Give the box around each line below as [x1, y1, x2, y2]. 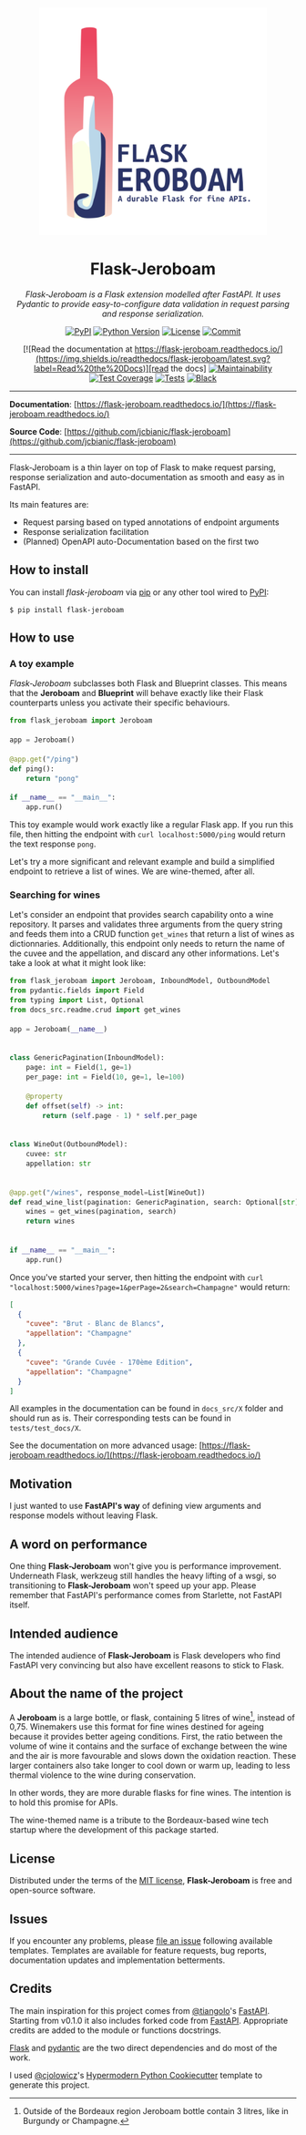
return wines [25, 1216, 76, 1227]
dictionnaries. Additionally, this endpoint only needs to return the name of [9, 939, 285, 949]
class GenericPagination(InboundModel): [9, 1053, 166, 1062]
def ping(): [9, 764, 55, 774]
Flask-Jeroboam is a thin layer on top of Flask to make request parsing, [9, 462, 276, 473]
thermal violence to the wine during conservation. [9, 1770, 196, 1781]
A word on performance [9, 1536, 148, 1552]
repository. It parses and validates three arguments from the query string [9, 919, 283, 930]
